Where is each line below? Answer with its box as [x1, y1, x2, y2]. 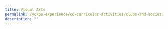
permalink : [5, 12, 28, 17]
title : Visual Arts [5, 7, 46, 12]
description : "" [5, 16, 39, 21]
